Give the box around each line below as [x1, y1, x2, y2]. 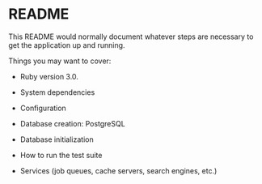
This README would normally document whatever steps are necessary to [8, 32, 254, 41]
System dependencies [19, 87, 95, 97]
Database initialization [19, 135, 95, 144]
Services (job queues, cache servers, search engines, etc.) [19, 165, 218, 175]
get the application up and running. [8, 40, 125, 49]
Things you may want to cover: [8, 56, 112, 66]
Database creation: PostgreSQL [19, 118, 125, 128]
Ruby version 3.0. [19, 71, 79, 81]
